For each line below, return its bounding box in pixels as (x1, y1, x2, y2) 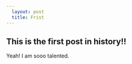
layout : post (11, 8, 45, 15)
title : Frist (11, 14, 45, 20)
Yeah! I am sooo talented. (6, 52, 69, 60)
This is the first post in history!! (6, 36, 127, 47)
